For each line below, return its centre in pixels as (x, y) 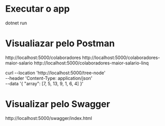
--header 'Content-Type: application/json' (49, 78)
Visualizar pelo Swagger (58, 104)
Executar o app (37, 9)
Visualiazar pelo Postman (60, 43)
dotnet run (16, 23)
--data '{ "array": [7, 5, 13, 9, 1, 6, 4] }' (44, 83)
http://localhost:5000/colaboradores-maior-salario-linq (91, 63)
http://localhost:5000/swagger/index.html (49, 118)
